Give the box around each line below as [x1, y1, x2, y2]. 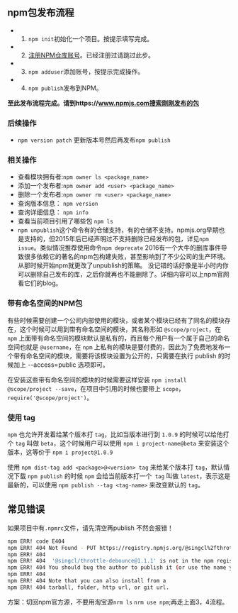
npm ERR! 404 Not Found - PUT [7, 544, 97, 551]
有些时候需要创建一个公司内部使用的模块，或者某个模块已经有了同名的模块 [7, 316, 225, 324]
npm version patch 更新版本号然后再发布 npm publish [17, 136, 171, 144]
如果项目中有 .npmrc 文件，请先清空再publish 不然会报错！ [7, 524, 174, 532]
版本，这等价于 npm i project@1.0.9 [7, 448, 113, 456]
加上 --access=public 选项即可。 [13, 360, 110, 369]
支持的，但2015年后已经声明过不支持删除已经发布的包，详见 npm [23, 235, 209, 243]
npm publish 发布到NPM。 [28, 84, 103, 92]
